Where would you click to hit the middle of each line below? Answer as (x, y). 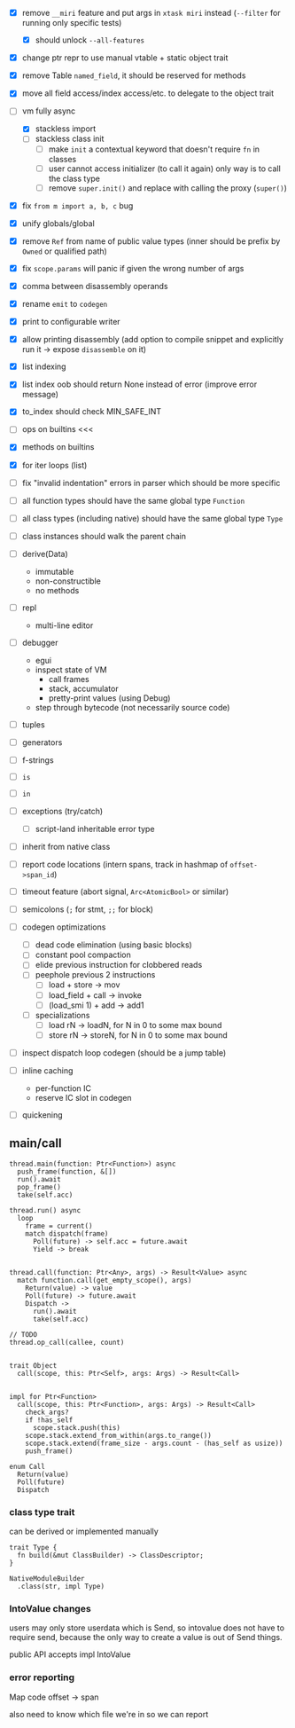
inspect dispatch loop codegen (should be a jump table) (124, 1053)
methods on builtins (58, 447)
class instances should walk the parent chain (104, 536)
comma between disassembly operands (95, 286)
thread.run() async (45, 1210)
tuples (34, 725)
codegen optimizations (64, 927)
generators (42, 742)
